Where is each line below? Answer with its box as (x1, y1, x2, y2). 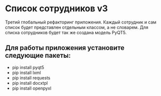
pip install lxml (12, 70, 41, 75)
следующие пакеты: (5, 51, 71, 60)
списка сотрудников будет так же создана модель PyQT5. (5, 29, 127, 35)
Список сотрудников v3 (5, 3, 108, 14)
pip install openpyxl (12, 85, 52, 91)
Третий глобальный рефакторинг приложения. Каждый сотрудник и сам (5, 19, 157, 25)
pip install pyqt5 (12, 64, 44, 70)
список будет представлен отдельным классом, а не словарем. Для (5, 24, 149, 30)
